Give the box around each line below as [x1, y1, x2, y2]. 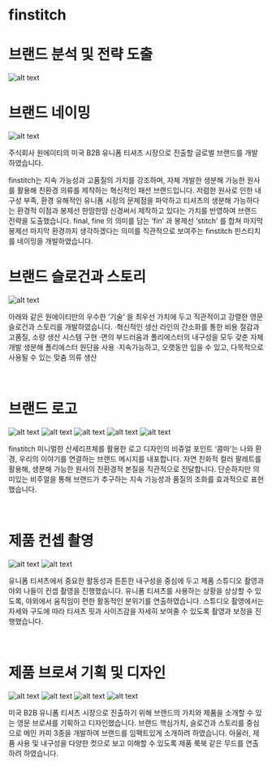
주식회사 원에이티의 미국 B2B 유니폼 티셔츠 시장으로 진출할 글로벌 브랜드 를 [8, 148, 244, 158]
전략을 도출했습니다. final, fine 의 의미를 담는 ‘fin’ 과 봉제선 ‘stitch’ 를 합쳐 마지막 [8, 216, 264, 226]
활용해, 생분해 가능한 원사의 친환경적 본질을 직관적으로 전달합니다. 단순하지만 [8, 464, 252, 474]
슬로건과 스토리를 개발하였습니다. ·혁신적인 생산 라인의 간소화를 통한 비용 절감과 [8, 322, 260, 331]
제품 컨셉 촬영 [8, 532, 94, 550]
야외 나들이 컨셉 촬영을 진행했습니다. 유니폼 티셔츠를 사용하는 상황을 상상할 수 [8, 586, 253, 595]
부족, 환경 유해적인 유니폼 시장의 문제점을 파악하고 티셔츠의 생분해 [23, 196, 231, 206]
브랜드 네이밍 [8, 104, 91, 123]
